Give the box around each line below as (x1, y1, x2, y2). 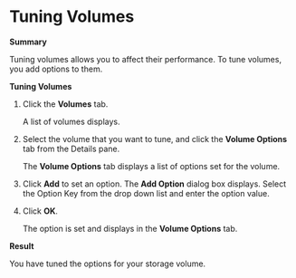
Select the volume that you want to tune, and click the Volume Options (22, 133, 288, 144)
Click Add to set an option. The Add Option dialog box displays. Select (22, 178, 287, 189)
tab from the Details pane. (22, 143, 120, 154)
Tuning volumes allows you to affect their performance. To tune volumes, (9, 53, 282, 64)
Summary (9, 36, 47, 47)
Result (9, 240, 34, 251)
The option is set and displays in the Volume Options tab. (22, 223, 238, 234)
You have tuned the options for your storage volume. (9, 258, 206, 269)
